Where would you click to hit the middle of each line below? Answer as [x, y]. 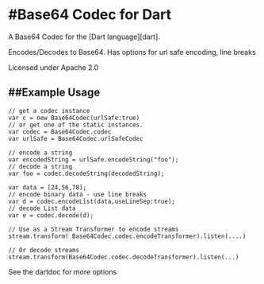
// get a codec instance [49, 111]
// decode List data [42, 208]
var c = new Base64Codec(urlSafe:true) [74, 118]
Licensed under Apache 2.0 [54, 67]
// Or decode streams [44, 250]
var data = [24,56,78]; [48, 187]
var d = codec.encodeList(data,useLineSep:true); [92, 201]
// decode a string [40, 166]
